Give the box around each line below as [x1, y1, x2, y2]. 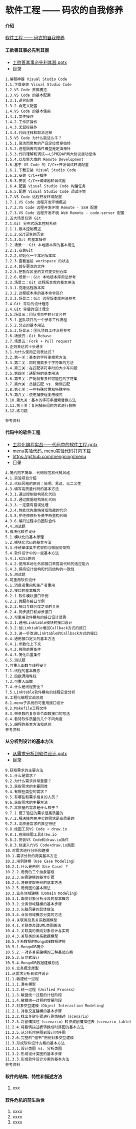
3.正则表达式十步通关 [5, 344, 43, 349]
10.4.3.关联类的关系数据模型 [5, 934, 58, 939]
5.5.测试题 [5, 572, 26, 577]
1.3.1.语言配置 [5, 98, 34, 103]
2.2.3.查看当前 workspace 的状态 [5, 258, 69, 263]
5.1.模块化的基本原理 [5, 534, 44, 539]
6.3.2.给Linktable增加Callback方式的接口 [5, 625, 86, 630]
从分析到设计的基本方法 [5, 738, 53, 744]
